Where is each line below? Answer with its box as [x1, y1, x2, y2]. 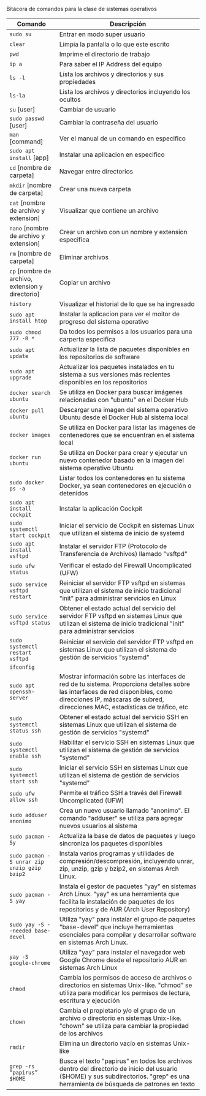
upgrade [9, 374, 32, 381]
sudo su [9, 31, 32, 37]
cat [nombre [9, 199, 46, 207]
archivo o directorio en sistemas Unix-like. [59, 1014, 182, 1022]
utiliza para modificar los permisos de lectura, [59, 989, 191, 997]
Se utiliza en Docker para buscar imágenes [59, 388, 183, 396]
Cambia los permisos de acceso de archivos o [59, 973, 192, 981]
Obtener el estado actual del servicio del [59, 604, 176, 612]
